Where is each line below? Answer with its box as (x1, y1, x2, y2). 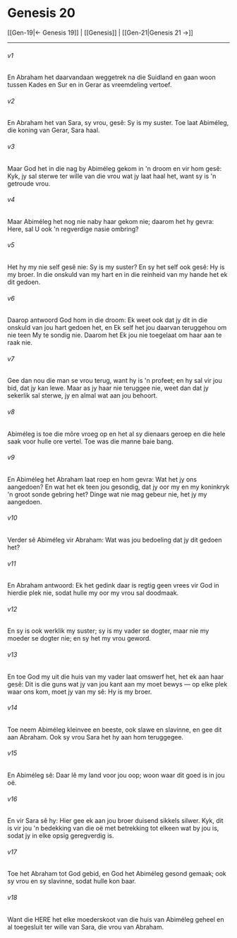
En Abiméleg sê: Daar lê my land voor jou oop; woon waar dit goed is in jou (7, 771, 225, 779)
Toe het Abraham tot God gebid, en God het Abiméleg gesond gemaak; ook (7, 869, 227, 878)
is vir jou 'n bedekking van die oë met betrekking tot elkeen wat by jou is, (7, 824, 219, 833)
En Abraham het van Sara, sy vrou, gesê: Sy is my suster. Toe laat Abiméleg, (7, 119, 229, 127)
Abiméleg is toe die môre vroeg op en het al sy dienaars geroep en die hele (7, 429, 226, 438)
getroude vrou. (7, 179, 51, 188)
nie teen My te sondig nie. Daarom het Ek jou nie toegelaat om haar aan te (7, 331, 222, 340)
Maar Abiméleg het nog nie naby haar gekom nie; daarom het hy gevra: (7, 217, 214, 225)
